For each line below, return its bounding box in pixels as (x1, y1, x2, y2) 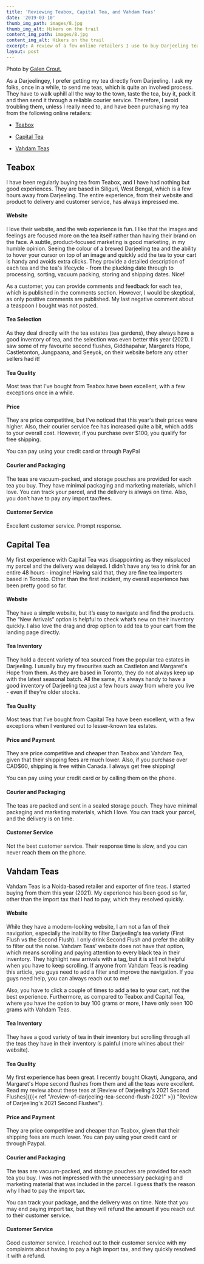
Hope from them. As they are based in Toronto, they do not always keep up (6, 669, 194, 676)
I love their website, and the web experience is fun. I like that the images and (6, 225, 198, 232)
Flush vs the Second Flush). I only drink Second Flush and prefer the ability (6, 935, 194, 943)
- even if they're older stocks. (6, 688, 80, 696)
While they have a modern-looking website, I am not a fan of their (6, 923, 170, 930)
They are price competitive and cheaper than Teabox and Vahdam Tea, (6, 750, 184, 757)
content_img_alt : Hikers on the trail (6, 37, 104, 43)
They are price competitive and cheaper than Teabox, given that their (6, 1127, 180, 1134)
